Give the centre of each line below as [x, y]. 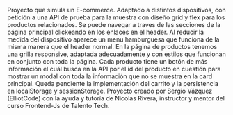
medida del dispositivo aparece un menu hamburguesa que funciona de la [113, 39]
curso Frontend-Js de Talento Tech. [58, 106]
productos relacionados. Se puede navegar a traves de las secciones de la [114, 25]
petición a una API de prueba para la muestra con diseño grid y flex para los [116, 17]
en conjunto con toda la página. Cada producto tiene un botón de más [107, 61]
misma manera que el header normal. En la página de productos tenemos [112, 47]
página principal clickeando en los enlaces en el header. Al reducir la [105, 32]
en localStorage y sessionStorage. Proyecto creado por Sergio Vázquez [110, 91]
